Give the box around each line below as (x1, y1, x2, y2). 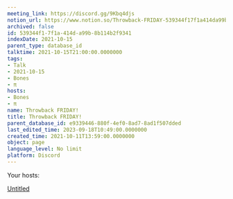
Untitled (7, 184, 30, 193)
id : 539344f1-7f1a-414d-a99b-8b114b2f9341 (7, 29, 132, 37)
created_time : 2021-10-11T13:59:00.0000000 (7, 132, 135, 139)
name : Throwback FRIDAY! (7, 107, 79, 114)
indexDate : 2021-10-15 (7, 36, 73, 43)
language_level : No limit (7, 146, 82, 153)
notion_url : (7, 17, 42, 24)
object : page (7, 139, 45, 146)
